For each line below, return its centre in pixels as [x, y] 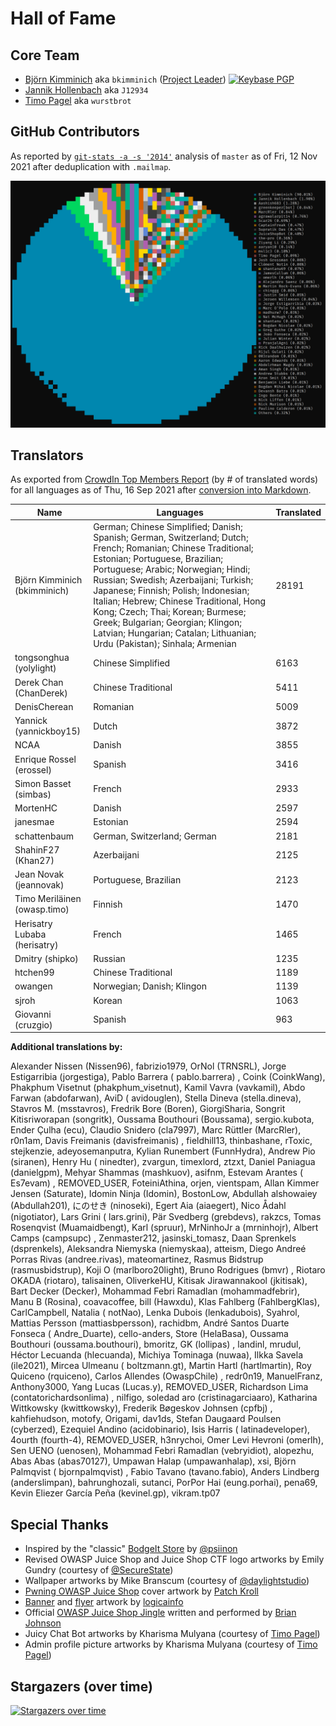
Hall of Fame [63, 18]
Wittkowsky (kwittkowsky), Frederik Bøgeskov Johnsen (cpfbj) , [141, 1408]
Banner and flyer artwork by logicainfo [104, 1602]
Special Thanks [59, 1524]
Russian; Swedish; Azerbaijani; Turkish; [173, 580]
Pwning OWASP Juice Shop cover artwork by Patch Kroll [141, 1591]
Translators [47, 455]
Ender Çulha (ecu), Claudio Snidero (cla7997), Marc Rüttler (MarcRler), [156, 1130]
